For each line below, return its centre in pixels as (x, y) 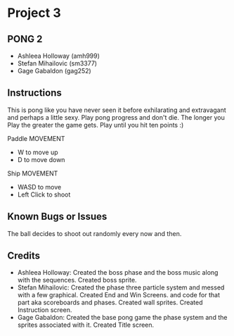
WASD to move (39, 187)
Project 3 (34, 13)
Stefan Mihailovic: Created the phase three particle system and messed (121, 287)
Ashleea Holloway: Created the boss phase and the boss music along (118, 273)
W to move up (38, 152)
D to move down (41, 159)
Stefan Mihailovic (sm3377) (57, 63)
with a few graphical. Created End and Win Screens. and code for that (118, 295)
